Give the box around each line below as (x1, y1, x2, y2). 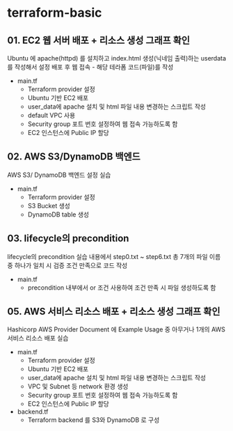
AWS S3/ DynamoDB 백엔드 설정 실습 (7, 171, 111, 179)
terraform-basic (7, 5, 102, 21)
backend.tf (17, 407, 49, 416)
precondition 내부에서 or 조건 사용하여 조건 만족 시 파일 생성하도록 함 (27, 283, 216, 292)
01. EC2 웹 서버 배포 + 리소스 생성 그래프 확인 (7, 34, 190, 46)
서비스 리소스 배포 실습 (7, 334, 69, 343)
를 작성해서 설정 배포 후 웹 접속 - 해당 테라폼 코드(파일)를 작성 (7, 63, 174, 71)
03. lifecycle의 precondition (7, 233, 129, 244)
